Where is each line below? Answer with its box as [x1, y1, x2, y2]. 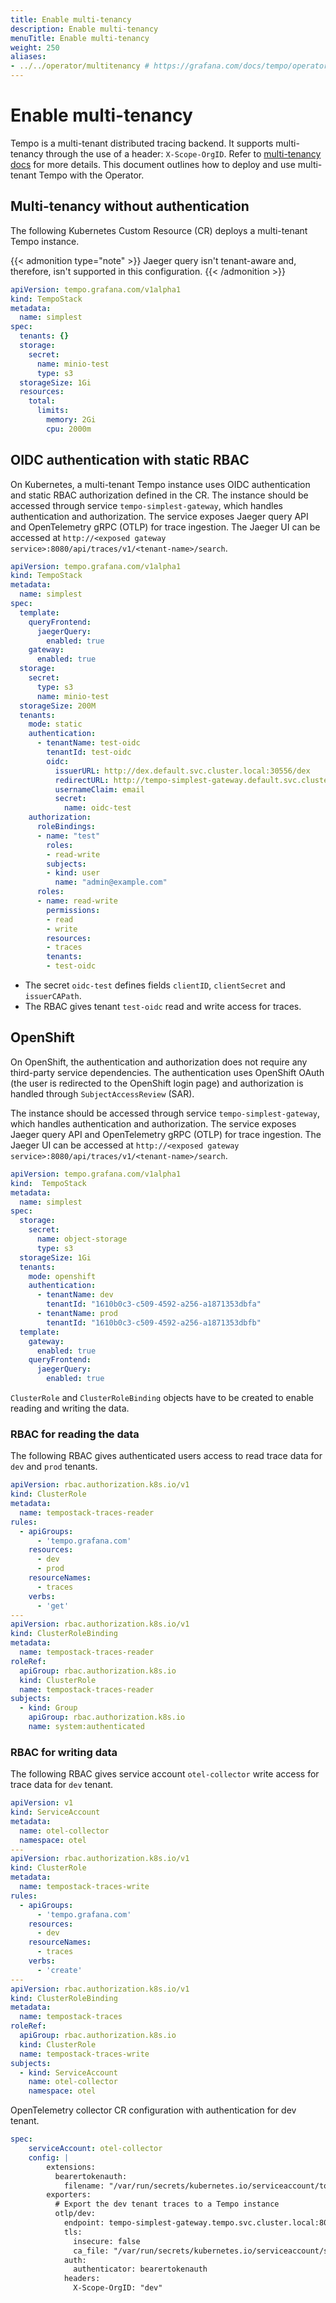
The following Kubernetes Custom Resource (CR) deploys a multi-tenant [10, 224, 308, 236]
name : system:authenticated [28, 1722, 145, 1732]
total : [28, 396, 56, 406]
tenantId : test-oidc [46, 747, 132, 758]
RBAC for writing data [10, 1745, 118, 1759]
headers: [63, 2274, 101, 2284]
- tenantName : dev [36, 1290, 114, 1300]
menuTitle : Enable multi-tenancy [10, 33, 150, 43]
